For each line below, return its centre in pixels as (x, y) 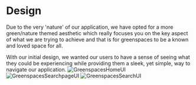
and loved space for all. (35, 46)
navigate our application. (36, 69)
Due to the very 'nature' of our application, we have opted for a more (90, 27)
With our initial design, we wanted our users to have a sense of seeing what (98, 57)
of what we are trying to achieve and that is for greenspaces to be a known (97, 39)
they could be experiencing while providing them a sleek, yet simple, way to (98, 63)
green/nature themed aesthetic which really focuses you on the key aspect (97, 33)
